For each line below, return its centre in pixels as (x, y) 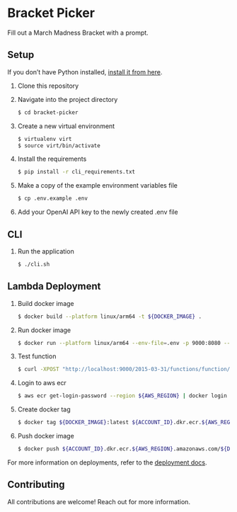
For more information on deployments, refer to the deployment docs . (107, 462)
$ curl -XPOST (38, 370)
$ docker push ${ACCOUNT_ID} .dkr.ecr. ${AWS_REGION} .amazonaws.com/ (119, 449)
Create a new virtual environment (66, 126)
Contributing (36, 485)
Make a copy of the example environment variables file (98, 186)
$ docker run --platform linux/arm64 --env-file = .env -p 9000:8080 (119, 343)
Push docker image (46, 436)
